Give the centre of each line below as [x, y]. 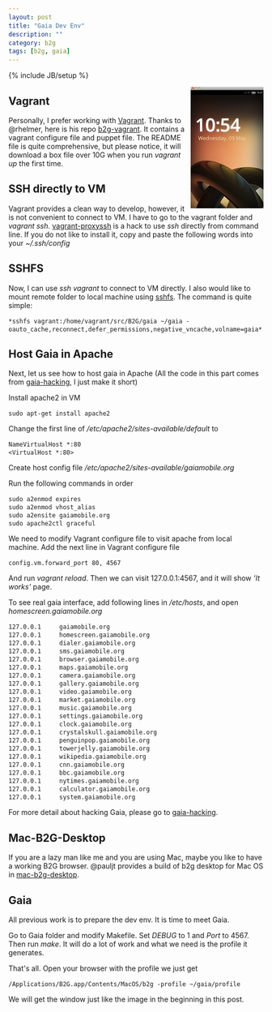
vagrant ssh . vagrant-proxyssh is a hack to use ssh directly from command [134, 225]
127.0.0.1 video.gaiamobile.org [70, 692]
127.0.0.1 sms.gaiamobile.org [67, 652]
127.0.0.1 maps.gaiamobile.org [68, 668]
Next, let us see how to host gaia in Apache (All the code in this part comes [134, 374]
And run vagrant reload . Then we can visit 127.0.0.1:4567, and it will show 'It [134, 578]
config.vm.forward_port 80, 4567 [65, 564]
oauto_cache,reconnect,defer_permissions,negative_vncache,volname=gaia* [136, 329]
